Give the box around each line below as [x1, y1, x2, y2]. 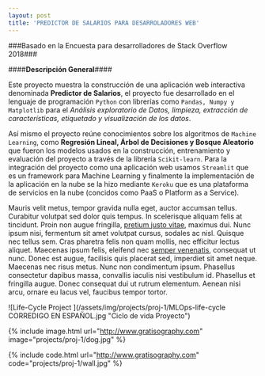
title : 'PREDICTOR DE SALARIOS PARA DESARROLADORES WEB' [8, 19, 200, 27]
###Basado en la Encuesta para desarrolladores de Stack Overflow [8, 40, 228, 50]
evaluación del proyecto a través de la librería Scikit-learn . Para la [8, 154, 227, 163]
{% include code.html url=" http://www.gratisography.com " [8, 350, 200, 359]
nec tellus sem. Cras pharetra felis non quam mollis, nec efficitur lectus [8, 237, 240, 246]
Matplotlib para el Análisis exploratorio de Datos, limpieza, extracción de [8, 104, 248, 115]
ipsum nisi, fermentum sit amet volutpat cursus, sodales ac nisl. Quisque [8, 228, 244, 237]
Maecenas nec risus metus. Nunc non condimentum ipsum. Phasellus [8, 262, 236, 272]
